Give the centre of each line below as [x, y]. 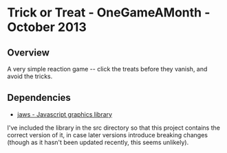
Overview [29, 52]
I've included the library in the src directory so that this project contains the [113, 128]
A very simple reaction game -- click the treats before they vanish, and [107, 69]
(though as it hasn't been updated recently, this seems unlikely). [98, 142]
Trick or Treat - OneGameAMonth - [109, 13]
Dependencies [39, 98]
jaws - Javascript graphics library [64, 114]
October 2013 [47, 27]
